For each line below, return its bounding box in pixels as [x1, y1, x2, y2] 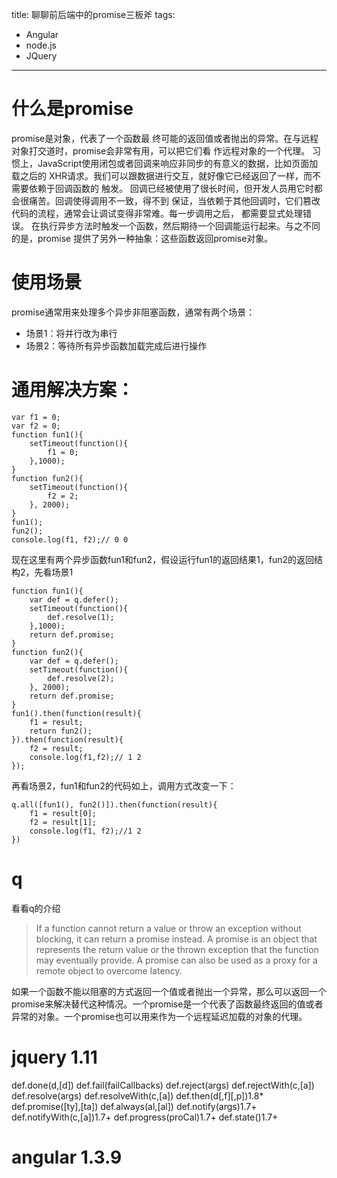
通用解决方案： [11, 379, 135, 402]
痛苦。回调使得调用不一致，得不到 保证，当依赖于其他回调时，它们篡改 [28, 194, 321, 207]
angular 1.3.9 [11, 1146, 123, 1168]
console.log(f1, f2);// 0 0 [11, 534, 129, 545]
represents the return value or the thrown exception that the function [35, 943, 319, 955]
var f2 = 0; [11, 421, 61, 431]
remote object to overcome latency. [35, 964, 183, 977]
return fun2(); [29, 726, 93, 736]
